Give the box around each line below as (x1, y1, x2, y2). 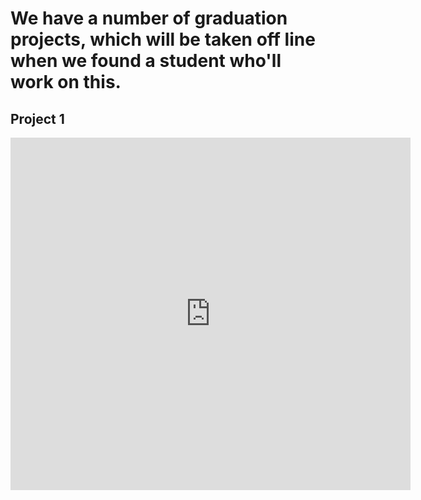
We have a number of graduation (10, 7, 288, 30)
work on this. (10, 71, 122, 94)
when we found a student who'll (10, 50, 282, 72)
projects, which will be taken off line (10, 28, 316, 51)
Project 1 (10, 110, 65, 127)
